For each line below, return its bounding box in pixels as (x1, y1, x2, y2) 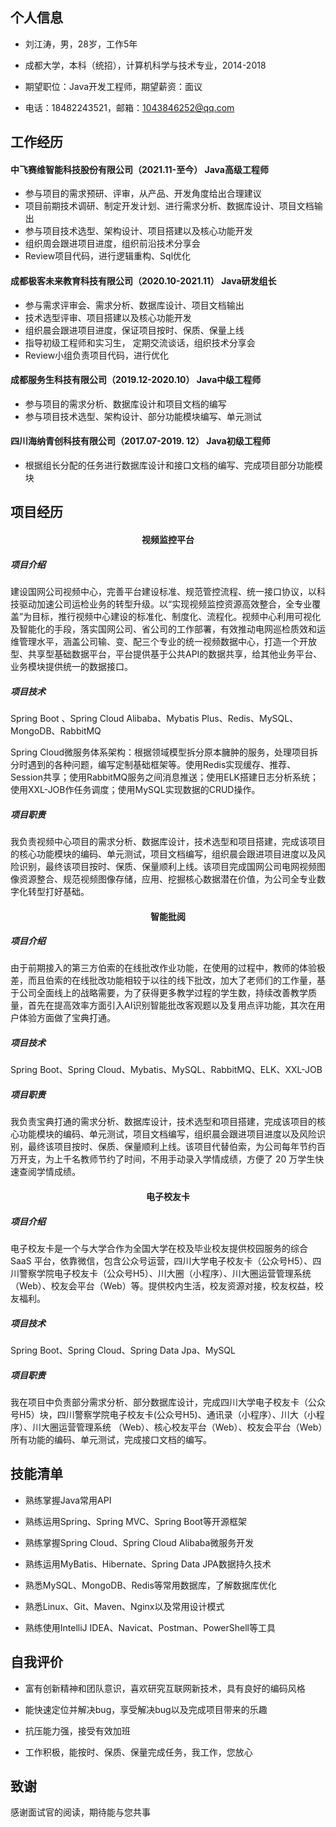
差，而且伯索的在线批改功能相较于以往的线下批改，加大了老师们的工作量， (10, 974, 317, 987)
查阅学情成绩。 (18, 1166, 81, 1178)
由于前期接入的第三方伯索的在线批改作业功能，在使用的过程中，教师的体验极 (10, 962, 326, 974)
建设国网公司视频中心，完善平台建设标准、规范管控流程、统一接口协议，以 (10, 585, 317, 597)
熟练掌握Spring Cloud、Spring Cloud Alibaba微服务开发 (24, 1536, 255, 1548)
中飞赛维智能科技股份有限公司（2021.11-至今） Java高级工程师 (10, 163, 269, 175)
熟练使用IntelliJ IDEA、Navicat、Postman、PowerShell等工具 (24, 1621, 276, 1633)
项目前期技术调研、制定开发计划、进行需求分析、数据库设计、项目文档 (24, 200, 315, 212)
